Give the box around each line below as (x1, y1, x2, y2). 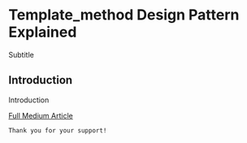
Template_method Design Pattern (8, 6, 240, 24)
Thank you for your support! (8, 126, 107, 135)
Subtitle (8, 50, 34, 59)
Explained (8, 23, 77, 41)
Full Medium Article (8, 110, 73, 120)
